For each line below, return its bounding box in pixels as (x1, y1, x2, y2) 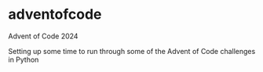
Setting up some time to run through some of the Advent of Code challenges (8, 46, 256, 56)
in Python (8, 55, 39, 64)
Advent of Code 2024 (8, 31, 79, 41)
